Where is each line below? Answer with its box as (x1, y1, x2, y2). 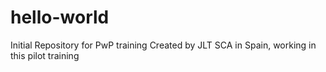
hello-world (10, 6, 110, 29)
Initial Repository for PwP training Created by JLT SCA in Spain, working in (10, 39, 317, 51)
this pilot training (10, 49, 80, 61)
